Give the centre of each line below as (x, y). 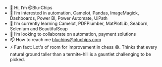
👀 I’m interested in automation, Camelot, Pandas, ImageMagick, (75, 13)
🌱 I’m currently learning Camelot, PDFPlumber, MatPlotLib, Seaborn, (79, 23)
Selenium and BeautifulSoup (39, 29)
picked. (17, 59)
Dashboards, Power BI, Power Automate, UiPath (59, 18)
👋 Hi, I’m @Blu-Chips (31, 8)
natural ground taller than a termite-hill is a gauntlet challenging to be (80, 54)
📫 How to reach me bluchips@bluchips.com (55, 39)
